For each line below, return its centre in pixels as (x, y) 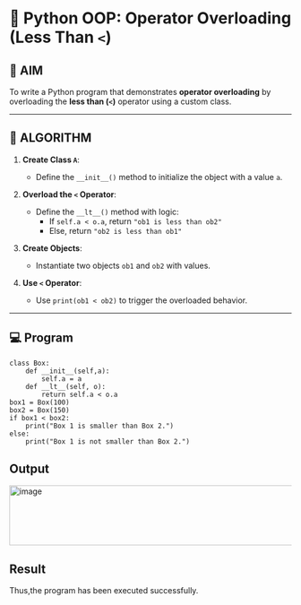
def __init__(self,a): (68, 371)
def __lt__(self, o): (65, 386)
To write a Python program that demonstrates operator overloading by (140, 92)
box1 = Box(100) (39, 402)
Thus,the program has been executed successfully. (104, 591)
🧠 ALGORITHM (51, 138)
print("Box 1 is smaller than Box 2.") (100, 426)
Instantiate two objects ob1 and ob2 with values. (123, 265)
